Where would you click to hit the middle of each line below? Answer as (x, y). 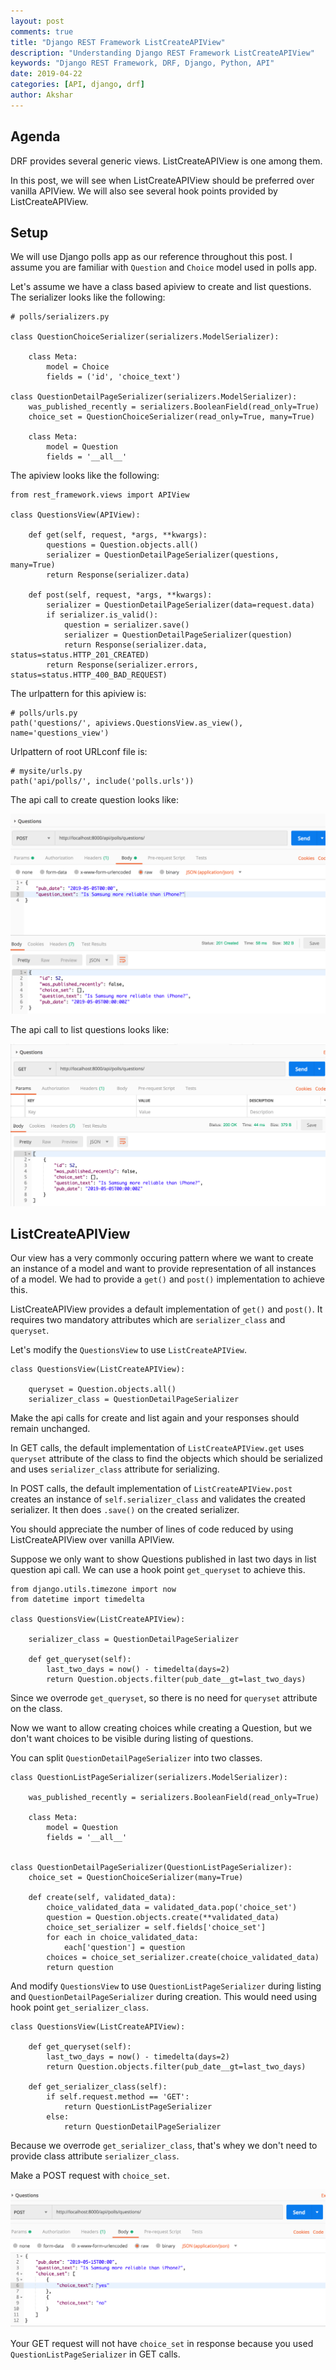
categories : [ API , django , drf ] (77, 85)
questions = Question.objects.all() (122, 545)
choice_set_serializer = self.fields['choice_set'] (156, 1928)
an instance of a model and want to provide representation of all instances (163, 1269)
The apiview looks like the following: (85, 476)
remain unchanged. (50, 1429)
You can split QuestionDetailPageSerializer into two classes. (136, 1758)
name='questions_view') (60, 733)
